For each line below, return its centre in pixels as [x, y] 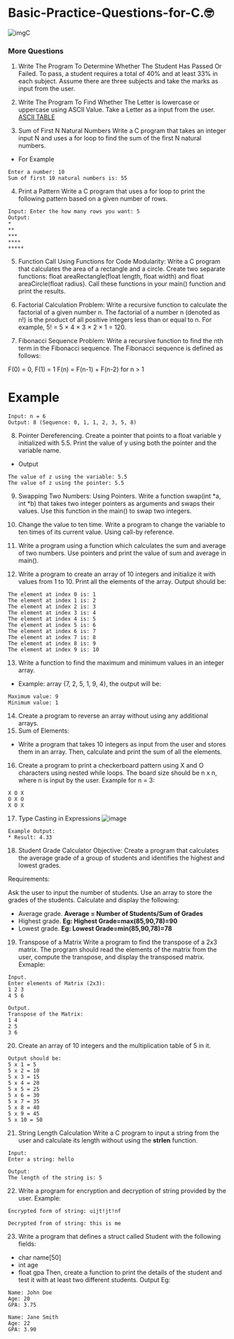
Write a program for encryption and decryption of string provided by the [122, 1191]
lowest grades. [40, 865]
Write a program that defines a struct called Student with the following [119, 1237]
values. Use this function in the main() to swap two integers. [105, 511]
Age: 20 [19, 1299]
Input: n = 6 [27, 417]
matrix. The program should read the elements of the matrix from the [117, 950]
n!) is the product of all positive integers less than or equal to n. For [115, 320]
